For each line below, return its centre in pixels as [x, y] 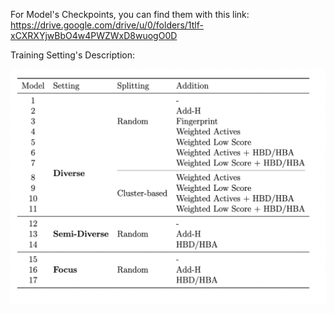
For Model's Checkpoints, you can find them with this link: [130, 14]
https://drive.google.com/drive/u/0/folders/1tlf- [107, 25]
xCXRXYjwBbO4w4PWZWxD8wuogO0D [94, 35]
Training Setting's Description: [72, 55]
